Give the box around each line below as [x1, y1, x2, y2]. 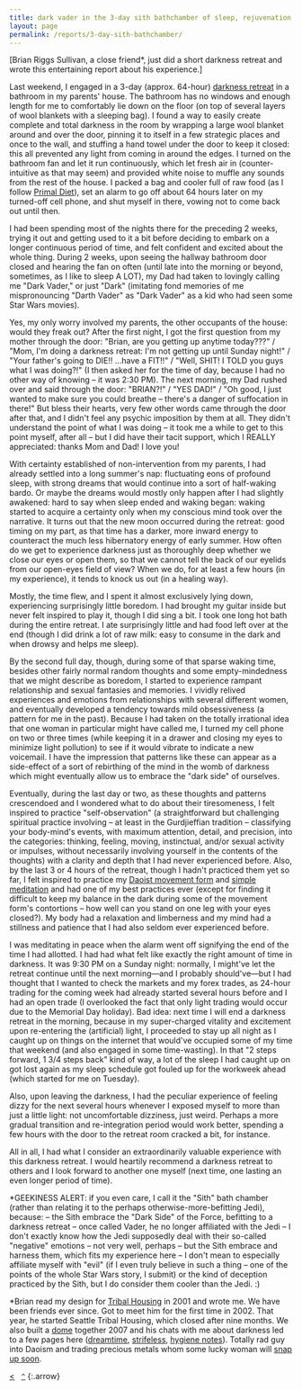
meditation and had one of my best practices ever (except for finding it [9, 883, 271, 895]
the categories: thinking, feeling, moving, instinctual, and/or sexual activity [9, 836, 285, 847]
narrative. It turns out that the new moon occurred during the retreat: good [9, 516, 285, 527]
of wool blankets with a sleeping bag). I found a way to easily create [9, 110, 262, 121]
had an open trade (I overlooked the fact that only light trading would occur [9, 997, 288, 1008]
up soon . [9, 1353, 42, 1364]
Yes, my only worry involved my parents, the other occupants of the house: [9, 317, 288, 328]
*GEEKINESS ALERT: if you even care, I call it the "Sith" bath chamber [9, 1193, 269, 1204]
